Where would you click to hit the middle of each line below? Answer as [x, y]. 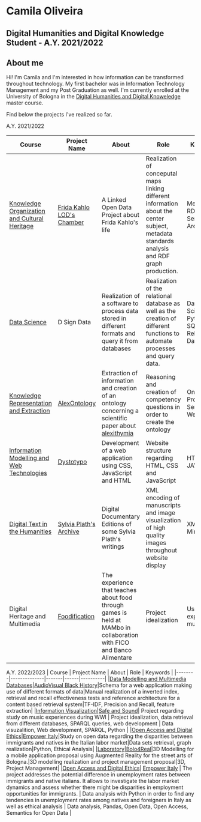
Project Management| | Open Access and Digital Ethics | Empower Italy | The [99, 768]
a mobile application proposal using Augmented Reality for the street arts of [100, 755]
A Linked [114, 200]
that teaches [119, 590]
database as [163, 303]
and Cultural [26, 219]
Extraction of [120, 373]
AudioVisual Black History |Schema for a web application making [113, 685]
